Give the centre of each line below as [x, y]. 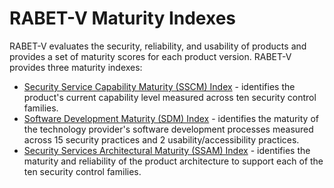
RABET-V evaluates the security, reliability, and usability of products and [158, 46]
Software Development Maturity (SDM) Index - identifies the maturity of [171, 118]
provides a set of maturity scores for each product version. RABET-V [150, 56]
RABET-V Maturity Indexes [123, 18]
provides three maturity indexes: [76, 67]
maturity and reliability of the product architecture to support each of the [173, 161]
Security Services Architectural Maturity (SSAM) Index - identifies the [167, 150]
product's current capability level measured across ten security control [170, 97]
